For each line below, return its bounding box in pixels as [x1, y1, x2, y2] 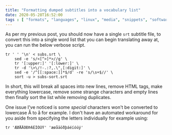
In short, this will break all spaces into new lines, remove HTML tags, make [5, 83, 163, 90]
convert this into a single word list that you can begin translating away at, [5, 36, 160, 43]
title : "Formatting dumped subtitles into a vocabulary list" [5, 7, 141, 13]
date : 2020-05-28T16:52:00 [5, 12, 63, 17]
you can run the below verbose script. [5, 42, 85, 48]
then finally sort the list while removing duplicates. [5, 94, 112, 101]
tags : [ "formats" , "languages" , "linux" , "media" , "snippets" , [5, 17, 148, 22]
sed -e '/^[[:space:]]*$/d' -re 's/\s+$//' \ [14, 70, 114, 75]
